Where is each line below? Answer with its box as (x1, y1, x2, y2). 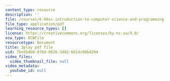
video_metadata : (5, 63, 39, 68)
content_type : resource (5, 7, 56, 13)
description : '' (5, 12, 39, 17)
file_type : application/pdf (5, 21, 65, 27)
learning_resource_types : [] (5, 26, 67, 31)
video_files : (5, 54, 33, 59)
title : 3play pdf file (5, 45, 53, 50)
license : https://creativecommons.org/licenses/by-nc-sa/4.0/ (5, 31, 139, 36)
